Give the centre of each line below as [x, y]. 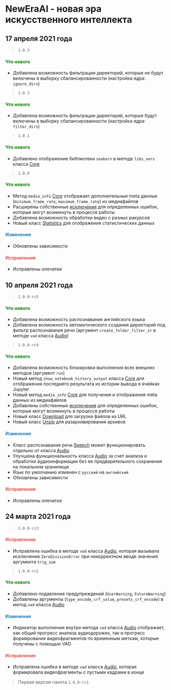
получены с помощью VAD [42, 644]
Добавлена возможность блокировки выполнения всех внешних [84, 367]
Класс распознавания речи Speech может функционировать [79, 445]
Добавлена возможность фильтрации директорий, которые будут [85, 116]
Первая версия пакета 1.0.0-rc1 [53, 682]
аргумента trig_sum [34, 561]
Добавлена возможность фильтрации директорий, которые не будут [88, 73]
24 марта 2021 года [38, 517]
